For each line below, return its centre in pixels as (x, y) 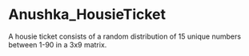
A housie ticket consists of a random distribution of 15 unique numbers (125, 36)
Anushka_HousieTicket (87, 15)
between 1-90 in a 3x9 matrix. (58, 44)
